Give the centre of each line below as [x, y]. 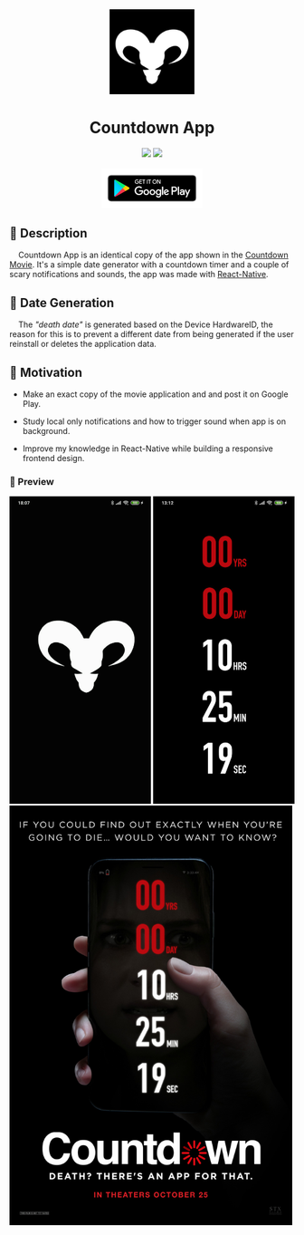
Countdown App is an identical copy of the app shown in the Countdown [153, 255]
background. [46, 431]
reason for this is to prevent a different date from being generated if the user [152, 334]
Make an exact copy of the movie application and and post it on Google [155, 394]
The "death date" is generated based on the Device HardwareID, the [145, 324]
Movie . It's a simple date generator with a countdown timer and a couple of [149, 265]
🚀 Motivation [46, 372]
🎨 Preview [32, 481]
